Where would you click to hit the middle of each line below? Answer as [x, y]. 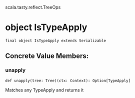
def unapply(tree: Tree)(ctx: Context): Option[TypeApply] [68, 80]
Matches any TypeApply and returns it [44, 90]
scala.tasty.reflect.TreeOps [33, 7]
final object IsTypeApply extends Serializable [56, 40]
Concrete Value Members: [47, 56]
